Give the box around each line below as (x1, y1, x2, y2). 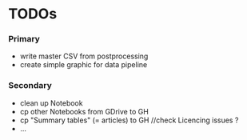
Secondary (8, 80, 52, 91)
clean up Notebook (19, 98, 83, 108)
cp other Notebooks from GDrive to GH (19, 106, 149, 116)
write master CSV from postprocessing (19, 51, 149, 61)
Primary (8, 34, 40, 45)
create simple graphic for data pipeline (19, 60, 148, 70)
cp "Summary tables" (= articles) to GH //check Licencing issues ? (19, 115, 239, 125)
